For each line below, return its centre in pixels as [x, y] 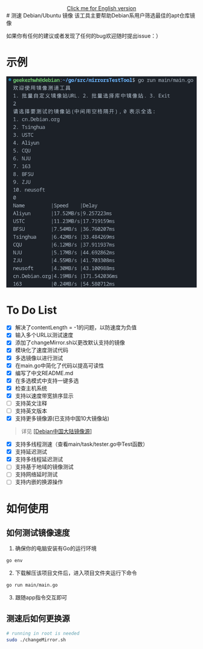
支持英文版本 [31, 411]
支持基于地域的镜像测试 [44, 467]
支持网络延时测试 [36, 474]
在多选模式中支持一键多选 [47, 380]
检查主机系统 [31, 388]
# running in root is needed [43, 634]
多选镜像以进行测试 [39, 358]
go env [14, 561]
